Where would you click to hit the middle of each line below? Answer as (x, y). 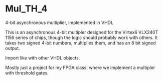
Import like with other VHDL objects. (43, 57)
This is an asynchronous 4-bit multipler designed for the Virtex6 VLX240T (82, 32)
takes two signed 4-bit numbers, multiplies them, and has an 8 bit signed (80, 42)
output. (13, 48)
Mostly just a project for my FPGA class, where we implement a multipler (80, 67)
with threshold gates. (27, 72)
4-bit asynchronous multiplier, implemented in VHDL (59, 22)
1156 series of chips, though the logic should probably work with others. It (81, 37)
